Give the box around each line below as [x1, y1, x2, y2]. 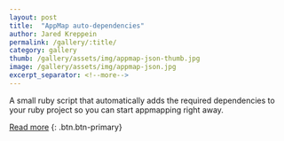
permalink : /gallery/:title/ [9, 37, 117, 47]
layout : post [9, 12, 58, 22]
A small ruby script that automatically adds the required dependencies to [9, 95, 275, 106]
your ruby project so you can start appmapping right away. [9, 104, 225, 115]
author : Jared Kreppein [9, 29, 98, 38]
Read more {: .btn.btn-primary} [9, 121, 122, 132]
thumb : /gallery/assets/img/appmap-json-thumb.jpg [9, 54, 201, 63]
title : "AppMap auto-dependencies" [9, 21, 145, 30]
